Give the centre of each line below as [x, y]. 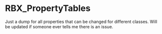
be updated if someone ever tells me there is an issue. [59, 26]
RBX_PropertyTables [48, 8]
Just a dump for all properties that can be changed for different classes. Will [81, 22]
